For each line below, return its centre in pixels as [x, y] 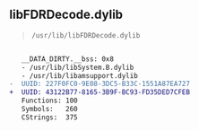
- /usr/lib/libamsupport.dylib [80, 75]
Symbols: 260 [49, 109]
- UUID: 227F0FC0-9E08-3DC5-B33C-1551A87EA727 [100, 84]
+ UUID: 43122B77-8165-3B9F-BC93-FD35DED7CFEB [100, 92]
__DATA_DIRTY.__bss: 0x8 [68, 59]
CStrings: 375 [49, 117]
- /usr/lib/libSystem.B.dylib [78, 67]
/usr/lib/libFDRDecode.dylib [86, 35]
